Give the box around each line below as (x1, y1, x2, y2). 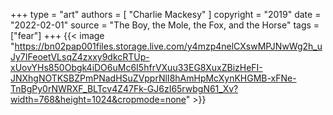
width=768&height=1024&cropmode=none (10, 94, 187, 105)
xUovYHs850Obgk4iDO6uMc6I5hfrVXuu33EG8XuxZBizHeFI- (10, 62, 263, 73)
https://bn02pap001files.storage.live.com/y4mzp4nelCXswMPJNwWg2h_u (14, 40, 323, 52)
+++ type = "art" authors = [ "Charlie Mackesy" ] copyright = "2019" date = (10, 9, 322, 20)
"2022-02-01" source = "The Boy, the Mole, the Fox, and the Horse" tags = (10, 19, 320, 31)
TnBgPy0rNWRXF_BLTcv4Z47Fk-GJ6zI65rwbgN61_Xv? (10, 83, 239, 94)
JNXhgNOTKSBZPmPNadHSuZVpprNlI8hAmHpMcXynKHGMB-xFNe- (10, 72, 297, 84)
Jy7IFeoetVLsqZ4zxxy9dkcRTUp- (10, 51, 150, 63)
